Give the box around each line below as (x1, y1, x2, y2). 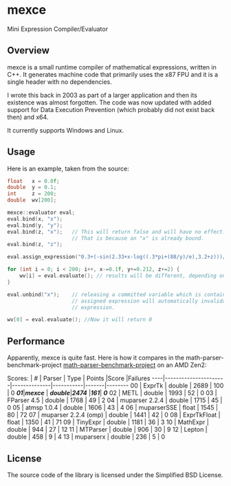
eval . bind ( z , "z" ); (7, 241, 63, 248)
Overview (7, 45, 50, 56)
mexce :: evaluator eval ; (7, 209, 76, 217)
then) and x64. (7, 113, 49, 121)
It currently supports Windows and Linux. (7, 126, 124, 134)
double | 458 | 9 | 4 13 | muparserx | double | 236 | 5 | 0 (7, 432, 166, 441)
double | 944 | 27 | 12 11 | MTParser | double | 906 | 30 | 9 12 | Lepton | (7, 426, 208, 434)
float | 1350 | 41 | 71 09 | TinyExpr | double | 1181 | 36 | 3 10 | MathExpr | (7, 418, 210, 426)
